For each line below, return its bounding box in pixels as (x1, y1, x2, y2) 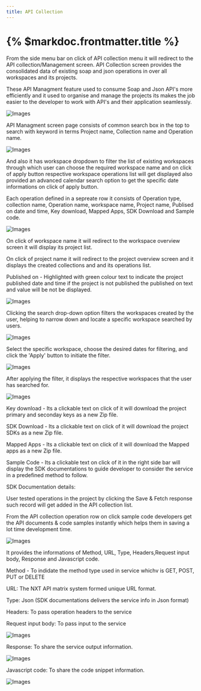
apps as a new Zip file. (6, 447, 62, 454)
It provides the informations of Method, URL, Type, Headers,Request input (6, 549, 190, 556)
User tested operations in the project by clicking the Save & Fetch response (6, 495, 193, 502)
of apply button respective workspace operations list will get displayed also (6, 170, 193, 177)
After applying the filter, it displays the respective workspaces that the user (6, 375, 192, 382)
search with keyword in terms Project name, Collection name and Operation (6, 127, 193, 135)
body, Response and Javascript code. (6, 555, 100, 562)
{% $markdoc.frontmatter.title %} (6, 34, 180, 48)
